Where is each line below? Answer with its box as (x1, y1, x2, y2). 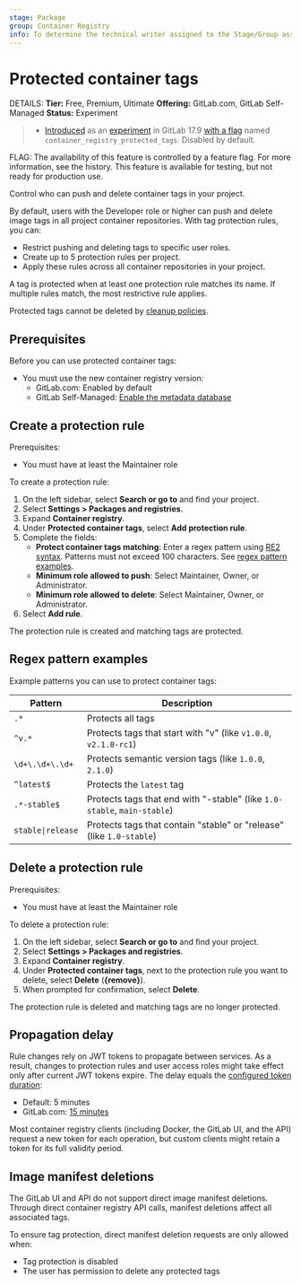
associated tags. (9, 1212, 70, 1223)
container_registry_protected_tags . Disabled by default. (44, 135, 256, 145)
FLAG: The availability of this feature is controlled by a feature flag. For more (9, 152, 291, 162)
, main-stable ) (114, 804, 174, 817)
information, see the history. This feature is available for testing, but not (9, 162, 273, 172)
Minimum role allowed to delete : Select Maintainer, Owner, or (35, 589, 264, 599)
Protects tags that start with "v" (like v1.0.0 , (86, 726, 271, 739)
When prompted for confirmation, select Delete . (21, 983, 200, 994)
